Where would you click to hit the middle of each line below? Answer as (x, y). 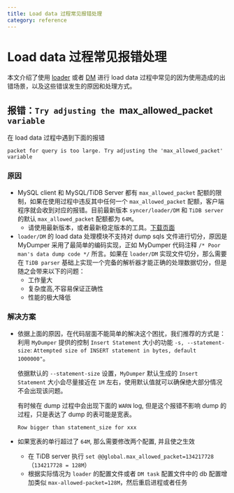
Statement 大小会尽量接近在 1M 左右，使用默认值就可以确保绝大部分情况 (120, 382)
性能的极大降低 (49, 297)
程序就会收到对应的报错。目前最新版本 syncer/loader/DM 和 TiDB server (120, 209)
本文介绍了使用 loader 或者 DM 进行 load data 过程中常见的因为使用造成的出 (116, 78)
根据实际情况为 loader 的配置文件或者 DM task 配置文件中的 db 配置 (124, 473)
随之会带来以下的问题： (51, 271)
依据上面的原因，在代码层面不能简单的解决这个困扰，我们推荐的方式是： (121, 333)
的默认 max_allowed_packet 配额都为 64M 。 (77, 219)
